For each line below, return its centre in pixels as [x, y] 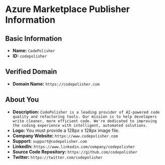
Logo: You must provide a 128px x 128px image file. [66, 130]
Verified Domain [31, 72]
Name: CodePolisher [34, 51]
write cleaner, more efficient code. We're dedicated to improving [85, 121]
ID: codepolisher [30, 56]
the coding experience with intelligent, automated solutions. [80, 125]
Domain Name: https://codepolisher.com [56, 84]
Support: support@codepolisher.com [50, 141]
